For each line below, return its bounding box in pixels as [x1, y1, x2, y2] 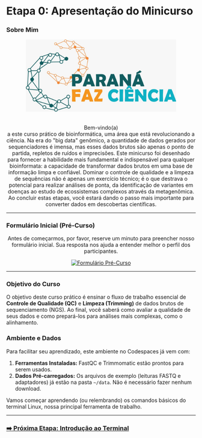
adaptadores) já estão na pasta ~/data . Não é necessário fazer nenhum [14, 379, 192, 386]
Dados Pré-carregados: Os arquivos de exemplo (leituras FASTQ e [14, 372, 182, 379]
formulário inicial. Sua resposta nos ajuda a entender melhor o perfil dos [11, 242, 191, 249]
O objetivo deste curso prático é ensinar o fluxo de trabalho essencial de [6, 293, 186, 301]
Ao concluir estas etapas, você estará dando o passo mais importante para [8, 194, 194, 201]
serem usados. [14, 365, 52, 373]
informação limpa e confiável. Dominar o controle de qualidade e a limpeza [8, 168, 194, 175]
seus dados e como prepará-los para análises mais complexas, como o [6, 312, 183, 320]
